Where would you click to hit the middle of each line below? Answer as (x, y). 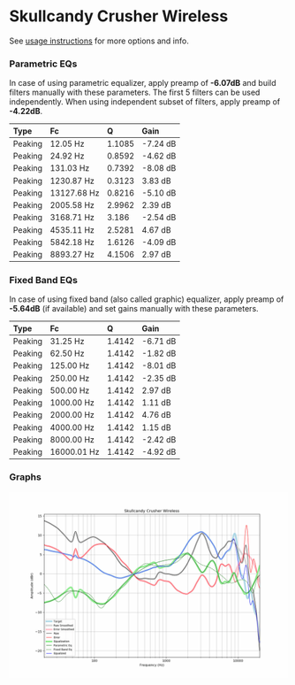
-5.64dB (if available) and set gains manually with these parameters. (134, 309)
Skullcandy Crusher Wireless (119, 16)
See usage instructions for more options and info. (99, 41)
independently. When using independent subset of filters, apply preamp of (145, 102)
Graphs (25, 477)
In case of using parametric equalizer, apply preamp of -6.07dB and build (143, 83)
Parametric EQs (43, 64)
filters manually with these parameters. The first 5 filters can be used (135, 92)
